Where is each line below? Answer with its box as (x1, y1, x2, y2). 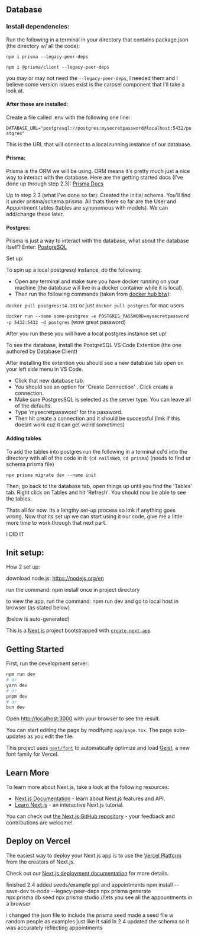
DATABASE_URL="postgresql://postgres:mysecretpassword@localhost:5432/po (6, 125, 192, 131)
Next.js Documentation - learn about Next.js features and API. (14, 795, 165, 802)
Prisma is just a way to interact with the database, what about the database (6, 237, 189, 245)
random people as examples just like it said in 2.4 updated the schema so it (6, 917, 189, 925)
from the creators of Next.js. (6, 858, 75, 865)
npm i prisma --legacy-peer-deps (6, 53, 89, 60)
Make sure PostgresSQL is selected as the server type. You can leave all (14, 396, 191, 403)
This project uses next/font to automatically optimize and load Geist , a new (6, 745, 190, 752)
